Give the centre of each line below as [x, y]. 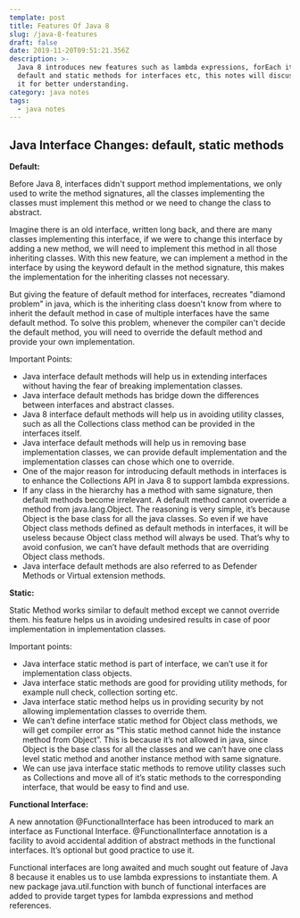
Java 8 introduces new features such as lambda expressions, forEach [149, 68]
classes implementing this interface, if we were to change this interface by [146, 239]
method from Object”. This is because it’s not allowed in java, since [145, 740]
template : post [37, 17]
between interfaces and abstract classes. [98, 405]
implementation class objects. [77, 673]
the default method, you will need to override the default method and [136, 332]
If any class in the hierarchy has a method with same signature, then [148, 490]
